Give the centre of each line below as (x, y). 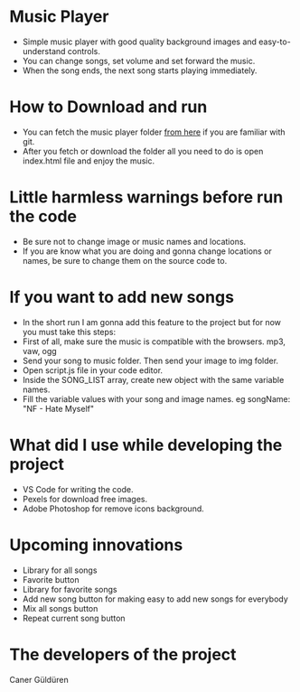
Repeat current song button (74, 618)
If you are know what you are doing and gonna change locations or (147, 251)
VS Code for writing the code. (78, 489)
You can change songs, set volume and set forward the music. (139, 61)
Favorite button (51, 579)
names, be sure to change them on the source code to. (125, 260)
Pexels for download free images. (84, 499)
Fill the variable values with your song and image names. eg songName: (156, 398)
